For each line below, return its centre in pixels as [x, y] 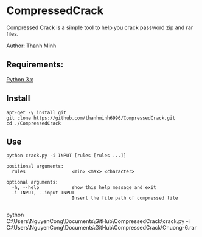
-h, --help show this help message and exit [84, 188]
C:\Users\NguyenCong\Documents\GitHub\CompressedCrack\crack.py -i [98, 221]
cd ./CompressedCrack [34, 123]
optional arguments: [33, 182]
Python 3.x [20, 79]
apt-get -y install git [37, 112]
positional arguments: [35, 167]
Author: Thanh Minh [31, 46]
